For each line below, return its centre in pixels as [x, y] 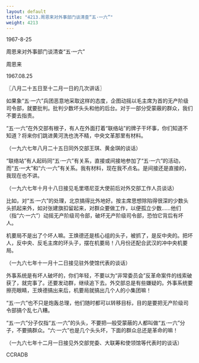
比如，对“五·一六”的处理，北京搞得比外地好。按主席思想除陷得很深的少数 [95, 201]
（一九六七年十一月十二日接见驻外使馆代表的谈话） [68, 263]
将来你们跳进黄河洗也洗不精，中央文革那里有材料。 [84, 136]
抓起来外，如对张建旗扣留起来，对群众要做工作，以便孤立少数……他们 [96, 208]
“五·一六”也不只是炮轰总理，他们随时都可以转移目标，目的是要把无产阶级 [95, 303]
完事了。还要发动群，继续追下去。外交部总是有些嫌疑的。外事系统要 [110, 283]
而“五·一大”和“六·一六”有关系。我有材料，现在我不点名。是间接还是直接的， [98, 168]
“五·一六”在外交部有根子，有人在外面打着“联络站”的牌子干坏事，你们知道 [94, 129]
